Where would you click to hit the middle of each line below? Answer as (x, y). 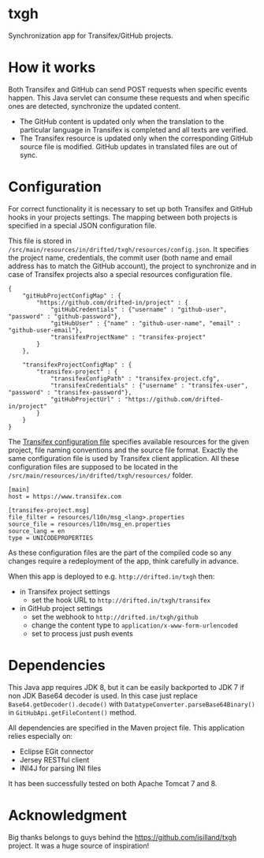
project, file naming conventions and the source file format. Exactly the (123, 450)
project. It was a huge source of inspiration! (79, 845)
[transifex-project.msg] (49, 510)
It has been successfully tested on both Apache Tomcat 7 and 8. (113, 783)
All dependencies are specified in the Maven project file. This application (126, 728)
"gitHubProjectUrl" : (86, 399)
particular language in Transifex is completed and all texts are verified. (134, 129)
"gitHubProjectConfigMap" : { (72, 296)
